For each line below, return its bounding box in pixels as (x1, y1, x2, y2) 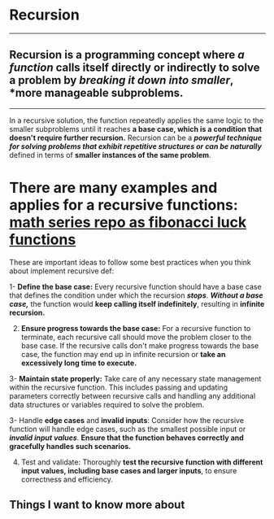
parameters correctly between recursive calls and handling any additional (9, 390, 256, 400)
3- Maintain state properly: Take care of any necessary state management (9, 373, 262, 383)
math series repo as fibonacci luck (9, 213, 247, 231)
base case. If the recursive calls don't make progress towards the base (20, 340, 259, 351)
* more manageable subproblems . (9, 86, 184, 100)
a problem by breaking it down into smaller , (9, 73, 234, 87)
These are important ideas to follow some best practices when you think (9, 257, 251, 267)
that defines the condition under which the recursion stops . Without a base (9, 290, 263, 300)
